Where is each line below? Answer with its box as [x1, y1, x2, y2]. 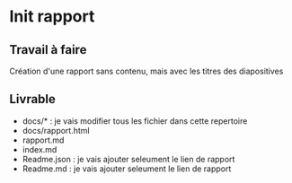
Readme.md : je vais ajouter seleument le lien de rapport [22, 163, 232, 174]
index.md [22, 144, 58, 154]
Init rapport [9, 6, 95, 27]
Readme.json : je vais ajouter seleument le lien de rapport [22, 153, 235, 164]
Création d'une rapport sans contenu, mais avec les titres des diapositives [9, 65, 284, 76]
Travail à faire [9, 42, 87, 57]
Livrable [9, 91, 57, 107]
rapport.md [22, 135, 65, 145]
